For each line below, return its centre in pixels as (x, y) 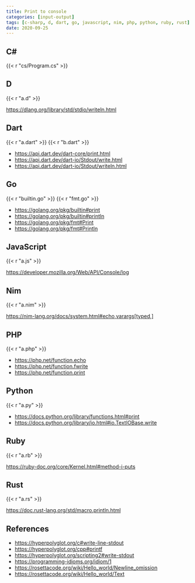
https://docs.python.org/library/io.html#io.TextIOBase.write (85, 422)
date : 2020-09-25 (27, 28)
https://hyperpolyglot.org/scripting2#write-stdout (74, 555)
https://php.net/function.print (50, 372)
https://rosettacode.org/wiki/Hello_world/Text (69, 574)
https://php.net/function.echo (50, 360)
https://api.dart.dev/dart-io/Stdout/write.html (69, 159)
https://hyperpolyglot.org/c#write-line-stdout (69, 543)
